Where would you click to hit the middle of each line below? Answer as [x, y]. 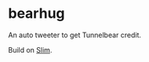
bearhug [36, 14]
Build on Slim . [30, 50]
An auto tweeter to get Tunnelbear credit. [75, 35]
